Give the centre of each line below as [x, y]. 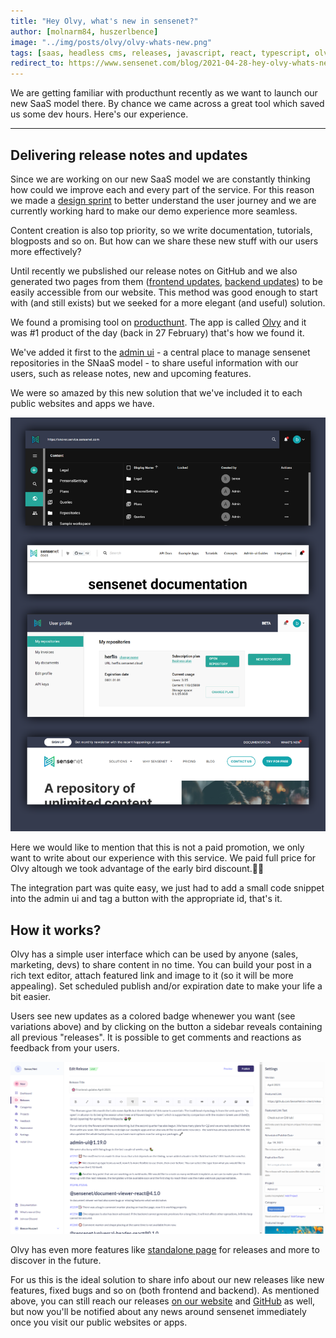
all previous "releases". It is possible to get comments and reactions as [156, 1037]
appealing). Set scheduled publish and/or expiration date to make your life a [166, 986]
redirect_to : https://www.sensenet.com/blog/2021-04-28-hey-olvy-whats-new [171, 63]
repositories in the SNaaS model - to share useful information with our [154, 362]
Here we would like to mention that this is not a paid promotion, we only [157, 847]
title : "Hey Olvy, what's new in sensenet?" [104, 21]
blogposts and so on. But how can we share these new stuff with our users [164, 241]
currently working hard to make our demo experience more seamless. [154, 211]
